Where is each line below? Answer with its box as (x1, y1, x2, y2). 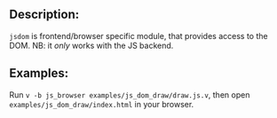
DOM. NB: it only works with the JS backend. (9, 40, 174, 51)
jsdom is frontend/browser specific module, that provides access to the (9, 30, 268, 41)
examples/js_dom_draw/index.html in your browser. (9, 98, 194, 109)
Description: (9, 7, 80, 22)
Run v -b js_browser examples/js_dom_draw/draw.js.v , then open (9, 89, 250, 100)
